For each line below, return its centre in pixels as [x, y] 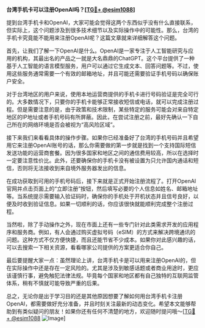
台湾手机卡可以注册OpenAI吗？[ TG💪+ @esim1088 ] [71, 9]
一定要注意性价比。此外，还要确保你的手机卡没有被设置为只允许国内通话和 [100, 160]
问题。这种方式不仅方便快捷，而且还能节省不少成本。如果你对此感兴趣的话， [103, 240]
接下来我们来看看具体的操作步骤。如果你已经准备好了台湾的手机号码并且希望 [103, 137]
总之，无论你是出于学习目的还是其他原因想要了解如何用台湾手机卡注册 [95, 296]
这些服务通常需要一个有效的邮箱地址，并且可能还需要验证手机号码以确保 [102, 73]
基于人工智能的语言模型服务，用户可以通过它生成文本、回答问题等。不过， [100, 66]
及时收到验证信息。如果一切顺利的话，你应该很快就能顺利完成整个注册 [99, 204]
